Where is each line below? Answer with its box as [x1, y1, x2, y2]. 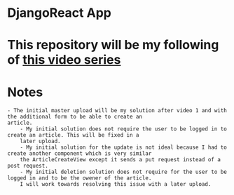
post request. [7, 163, 49, 170]
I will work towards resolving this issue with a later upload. [20, 181, 212, 188]
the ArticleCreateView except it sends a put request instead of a [20, 156, 221, 163]
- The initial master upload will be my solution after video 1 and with [7, 107, 228, 114]
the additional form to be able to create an [7, 114, 142, 121]
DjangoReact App [7, 5, 112, 21]
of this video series [7, 52, 121, 68]
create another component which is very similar [7, 150, 152, 157]
